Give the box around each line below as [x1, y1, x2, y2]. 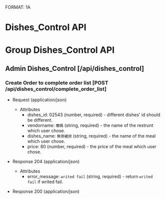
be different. [27, 117, 53, 123]
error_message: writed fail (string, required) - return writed [27, 174, 153, 180]
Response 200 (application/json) [12, 189, 80, 195]
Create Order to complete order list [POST [5, 79, 109, 86]
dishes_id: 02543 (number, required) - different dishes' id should [27, 112, 161, 118]
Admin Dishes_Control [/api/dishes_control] [5, 64, 145, 73]
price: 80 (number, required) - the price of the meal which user [27, 144, 157, 150]
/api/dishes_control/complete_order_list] [5, 85, 107, 92]
